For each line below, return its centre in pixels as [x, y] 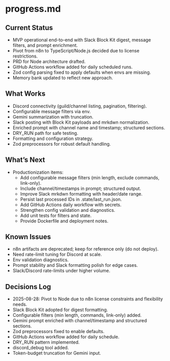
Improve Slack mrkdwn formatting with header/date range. [81, 193]
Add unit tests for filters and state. [56, 215]
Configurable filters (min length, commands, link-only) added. [77, 315]
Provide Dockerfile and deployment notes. [64, 221]
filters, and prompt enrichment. [45, 45]
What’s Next [25, 160]
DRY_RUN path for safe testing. [45, 133]
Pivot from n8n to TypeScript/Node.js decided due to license [76, 51]
